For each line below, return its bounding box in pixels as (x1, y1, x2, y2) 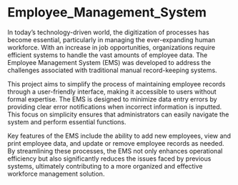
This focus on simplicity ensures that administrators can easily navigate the (7, 110, 229, 119)
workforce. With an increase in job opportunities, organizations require (7, 43, 216, 51)
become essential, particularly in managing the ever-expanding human (7, 35, 216, 44)
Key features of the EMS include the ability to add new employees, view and (7, 131, 231, 140)
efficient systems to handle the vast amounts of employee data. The (7, 51, 208, 59)
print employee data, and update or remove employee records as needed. (7, 139, 224, 147)
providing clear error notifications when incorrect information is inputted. (7, 102, 222, 111)
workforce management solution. (7, 169, 105, 178)
